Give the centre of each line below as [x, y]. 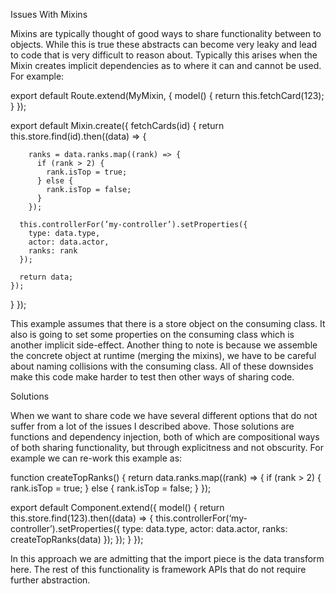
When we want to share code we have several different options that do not [164, 415]
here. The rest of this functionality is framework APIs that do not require [158, 569]
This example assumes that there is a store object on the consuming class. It [168, 323]
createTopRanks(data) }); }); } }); [77, 539]
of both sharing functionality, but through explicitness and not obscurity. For [167, 447]
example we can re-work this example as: [96, 458]
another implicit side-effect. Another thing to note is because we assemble [164, 345]
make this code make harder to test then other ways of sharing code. [152, 377]
